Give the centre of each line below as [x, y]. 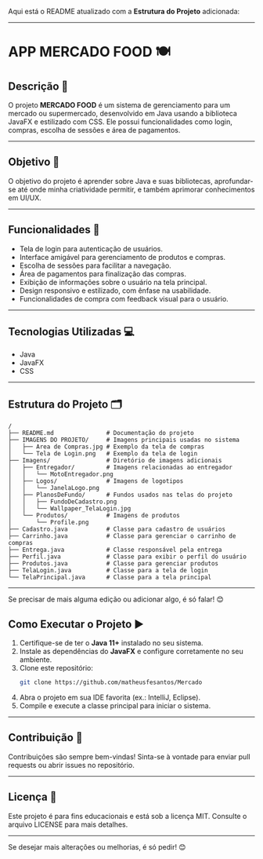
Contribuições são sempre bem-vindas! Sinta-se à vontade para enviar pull [129, 756]
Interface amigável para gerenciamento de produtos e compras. [122, 257]
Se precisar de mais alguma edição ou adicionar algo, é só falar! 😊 [116, 599]
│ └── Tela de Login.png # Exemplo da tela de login [103, 454]
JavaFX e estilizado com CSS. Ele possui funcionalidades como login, [120, 122]
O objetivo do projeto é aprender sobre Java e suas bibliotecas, [110, 181]
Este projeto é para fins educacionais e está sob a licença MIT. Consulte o [128, 816]
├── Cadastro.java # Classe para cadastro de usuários [117, 529]
